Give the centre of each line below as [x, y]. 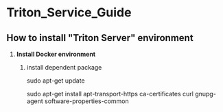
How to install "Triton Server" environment [100, 38]
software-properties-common [86, 101]
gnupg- [206, 94]
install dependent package [64, 67]
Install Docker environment [56, 54]
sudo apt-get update [56, 81]
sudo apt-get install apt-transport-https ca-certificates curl [110, 94]
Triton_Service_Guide [69, 13]
